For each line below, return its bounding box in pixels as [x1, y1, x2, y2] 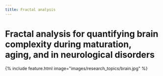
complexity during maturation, [5, 39, 132, 50]
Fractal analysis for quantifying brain [5, 28, 159, 39]
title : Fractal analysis [5, 7, 56, 12]
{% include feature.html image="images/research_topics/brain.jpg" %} [5, 65, 148, 71]
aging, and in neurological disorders [5, 49, 155, 60]
